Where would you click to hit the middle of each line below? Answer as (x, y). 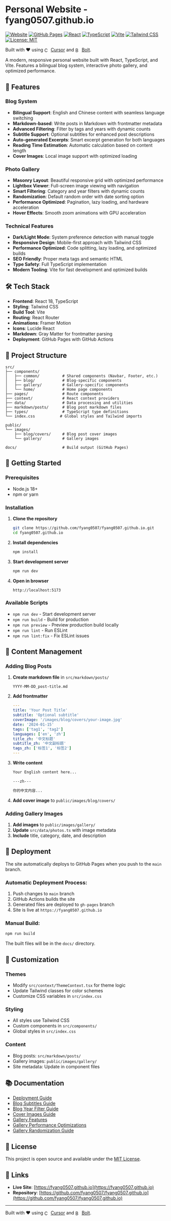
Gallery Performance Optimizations (49, 1125)
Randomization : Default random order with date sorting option (78, 197)
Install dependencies (35, 542)
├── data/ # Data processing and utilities (69, 403)
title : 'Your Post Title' (40, 710)
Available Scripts (27, 603)
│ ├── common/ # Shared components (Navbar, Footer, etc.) (82, 376)
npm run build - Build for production (51, 619)
